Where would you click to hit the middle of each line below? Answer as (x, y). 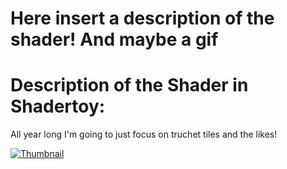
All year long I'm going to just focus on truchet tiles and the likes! (144, 134)
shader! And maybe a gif (114, 39)
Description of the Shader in (129, 85)
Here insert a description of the (142, 18)
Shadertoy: (58, 106)
